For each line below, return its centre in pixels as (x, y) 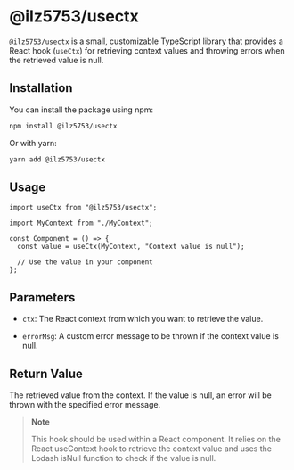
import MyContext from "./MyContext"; (81, 223)
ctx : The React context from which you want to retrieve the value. (143, 319)
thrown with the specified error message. (85, 404)
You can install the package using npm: (82, 110)
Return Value (46, 373)
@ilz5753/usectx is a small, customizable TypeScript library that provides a (146, 41)
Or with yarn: (33, 143)
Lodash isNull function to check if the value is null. (123, 458)
